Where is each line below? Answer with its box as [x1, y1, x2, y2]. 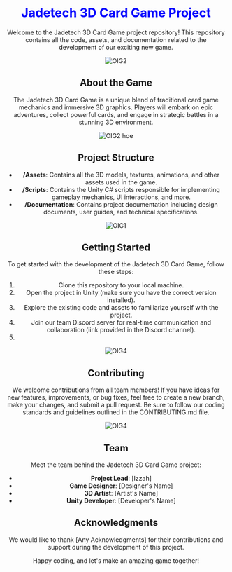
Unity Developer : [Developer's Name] [66, 496, 176, 505]
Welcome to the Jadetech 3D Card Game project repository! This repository [7, 28, 225, 36]
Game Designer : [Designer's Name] [69, 482, 173, 490]
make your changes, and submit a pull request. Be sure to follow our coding [7, 401, 225, 409]
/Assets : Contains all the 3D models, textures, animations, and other [22, 170, 220, 179]
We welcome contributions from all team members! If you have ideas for [12, 386, 220, 394]
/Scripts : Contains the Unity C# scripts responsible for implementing [22, 185, 220, 193]
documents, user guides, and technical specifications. [43, 207, 199, 216]
